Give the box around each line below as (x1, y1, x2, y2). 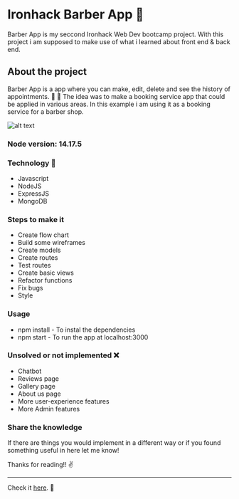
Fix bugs (17, 284, 43, 293)
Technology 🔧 (7, 158, 56, 168)
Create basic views (17, 268, 75, 277)
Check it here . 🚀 (7, 483, 55, 492)
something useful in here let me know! (7, 446, 119, 455)
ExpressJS (17, 189, 50, 198)
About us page (17, 389, 62, 398)
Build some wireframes (17, 238, 85, 247)
